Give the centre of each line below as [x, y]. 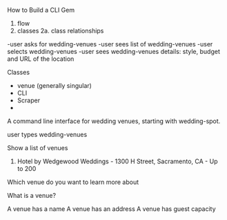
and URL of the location [41, 59]
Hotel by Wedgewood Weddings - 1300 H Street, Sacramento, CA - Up [117, 161]
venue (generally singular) [54, 85]
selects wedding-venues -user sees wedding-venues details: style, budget [114, 52]
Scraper [28, 100]
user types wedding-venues [47, 135]
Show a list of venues [38, 148]
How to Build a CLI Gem [41, 10]
